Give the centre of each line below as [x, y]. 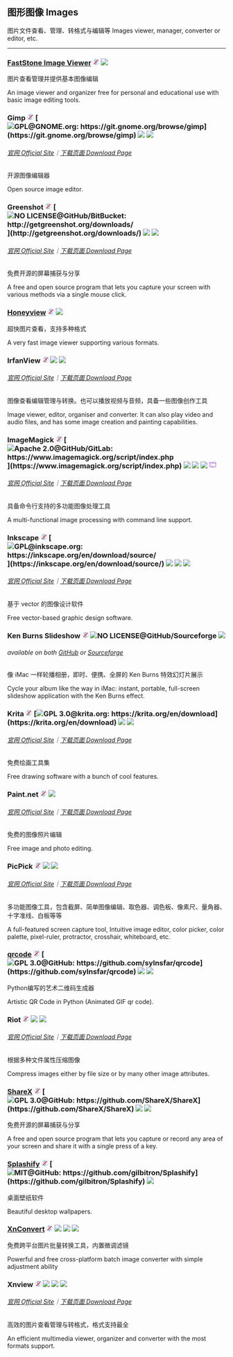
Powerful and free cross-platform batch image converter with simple [105, 1259]
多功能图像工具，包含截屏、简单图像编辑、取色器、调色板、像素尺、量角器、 [116, 906]
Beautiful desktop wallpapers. [50, 1211]
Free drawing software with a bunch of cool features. [83, 777]
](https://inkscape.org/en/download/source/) [86, 564]
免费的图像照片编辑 [35, 835]
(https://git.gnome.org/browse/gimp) [72, 135]
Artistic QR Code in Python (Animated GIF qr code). [80, 1001]
